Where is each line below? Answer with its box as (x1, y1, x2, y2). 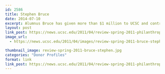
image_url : (5, 35, 27, 40)
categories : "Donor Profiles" (5, 52, 67, 57)
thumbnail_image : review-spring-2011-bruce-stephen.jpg (5, 48, 122, 53)
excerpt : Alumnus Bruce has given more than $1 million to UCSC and (5, 21, 148, 26)
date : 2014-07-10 (5, 16, 41, 21)
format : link (5, 57, 32, 62)
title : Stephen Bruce (5, 12, 50, 17)
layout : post (5, 25, 32, 30)
